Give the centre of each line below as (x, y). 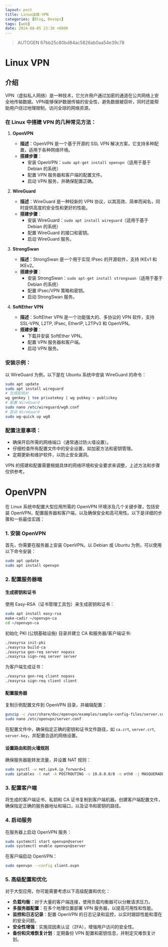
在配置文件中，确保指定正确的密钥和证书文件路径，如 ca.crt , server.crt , (80, 729)
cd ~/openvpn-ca (22, 623)
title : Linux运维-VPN (27, 15)
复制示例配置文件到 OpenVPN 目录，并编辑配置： (56, 705)
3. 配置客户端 (21, 787)
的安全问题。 (25, 920)
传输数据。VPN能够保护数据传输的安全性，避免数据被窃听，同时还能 (84, 102)
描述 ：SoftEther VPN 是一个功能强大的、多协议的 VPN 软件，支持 (87, 317)
